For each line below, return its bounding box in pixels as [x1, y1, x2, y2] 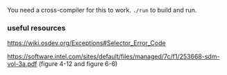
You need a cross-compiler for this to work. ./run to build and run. [7, 6, 197, 14]
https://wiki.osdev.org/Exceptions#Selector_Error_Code [7, 39, 166, 47]
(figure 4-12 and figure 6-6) [38, 60, 118, 68]
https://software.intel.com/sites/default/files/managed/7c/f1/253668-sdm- [7, 52, 220, 61]
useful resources [7, 23, 66, 33]
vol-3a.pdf [7, 60, 37, 68]
